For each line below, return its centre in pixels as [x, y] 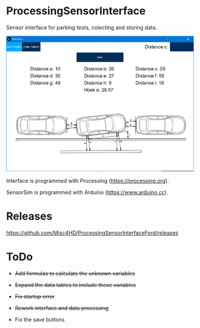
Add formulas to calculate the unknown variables [75, 273]
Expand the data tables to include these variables [75, 285]
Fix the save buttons [40, 319]
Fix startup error [35, 296]
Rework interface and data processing [62, 308]
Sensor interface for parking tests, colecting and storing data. [82, 27]
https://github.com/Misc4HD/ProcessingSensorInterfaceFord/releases [92, 233]
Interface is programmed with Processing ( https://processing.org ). [87, 180]
